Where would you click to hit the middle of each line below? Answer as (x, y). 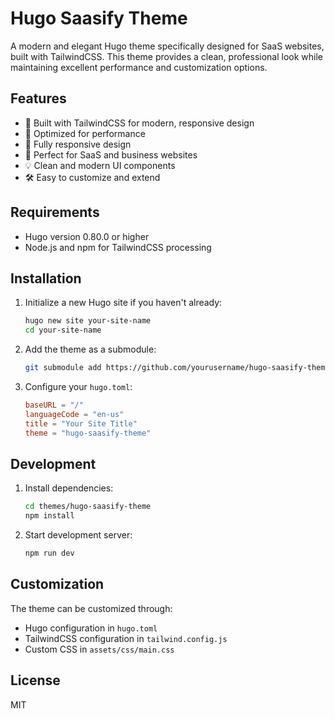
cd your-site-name (63, 330)
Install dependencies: (69, 488)
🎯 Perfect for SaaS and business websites (111, 154)
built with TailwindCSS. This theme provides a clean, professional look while (167, 56)
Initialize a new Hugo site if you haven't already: (123, 303)
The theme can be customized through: (91, 608)
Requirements (55, 212)
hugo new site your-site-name (88, 321)
